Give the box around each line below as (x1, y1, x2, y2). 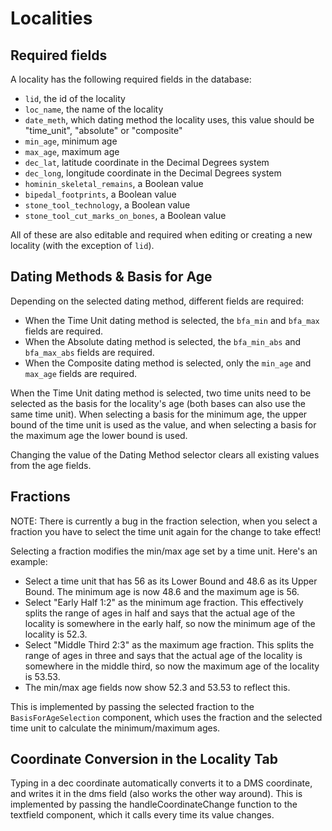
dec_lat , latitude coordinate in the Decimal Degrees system (24, 157, 270, 168)
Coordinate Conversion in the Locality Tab (10, 751, 278, 768)
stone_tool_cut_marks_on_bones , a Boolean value (24, 210, 227, 221)
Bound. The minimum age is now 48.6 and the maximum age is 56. (24, 585, 300, 597)
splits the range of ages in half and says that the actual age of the (24, 607, 296, 619)
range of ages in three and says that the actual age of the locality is (24, 649, 303, 661)
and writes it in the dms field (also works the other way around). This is (10, 788, 303, 800)
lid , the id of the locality (24, 93, 126, 104)
